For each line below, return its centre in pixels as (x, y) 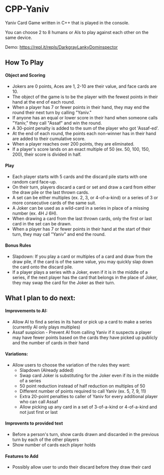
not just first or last (39, 412)
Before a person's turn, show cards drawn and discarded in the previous (85, 434)
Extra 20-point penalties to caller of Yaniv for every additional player (89, 396)
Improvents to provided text (34, 423)
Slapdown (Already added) (47, 370)
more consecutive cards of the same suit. (54, 203)
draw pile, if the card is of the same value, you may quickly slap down (83, 261)
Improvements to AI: (26, 311)
